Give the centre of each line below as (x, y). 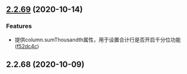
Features (19, 26)
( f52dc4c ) (27, 46)
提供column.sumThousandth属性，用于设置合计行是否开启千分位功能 (98, 40)
